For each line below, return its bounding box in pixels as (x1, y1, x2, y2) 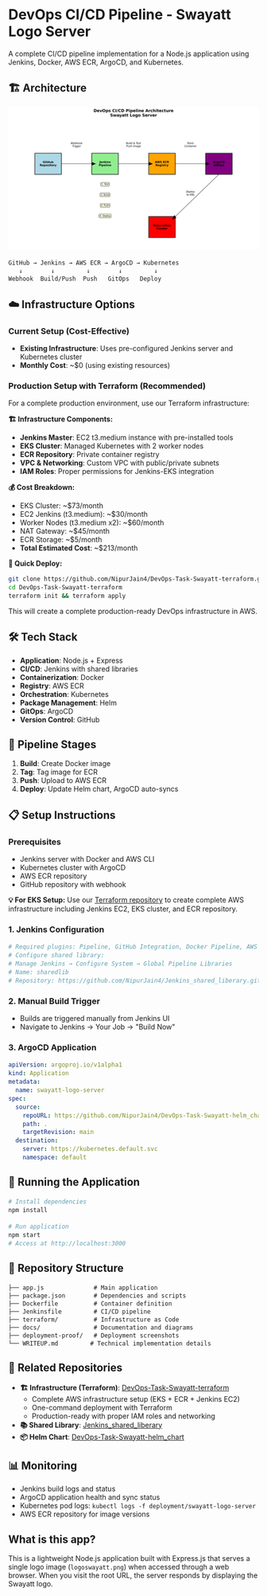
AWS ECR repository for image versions (19, 1509, 150, 1519)
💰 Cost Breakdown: (8, 483, 75, 492)
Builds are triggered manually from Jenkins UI (19, 1014, 170, 1023)
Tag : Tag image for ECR (19, 767, 98, 777)
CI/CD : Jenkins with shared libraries (19, 663, 138, 674)
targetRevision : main (22, 1129, 94, 1136)
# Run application (8, 1222, 69, 1231)
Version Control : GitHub (19, 714, 100, 724)
